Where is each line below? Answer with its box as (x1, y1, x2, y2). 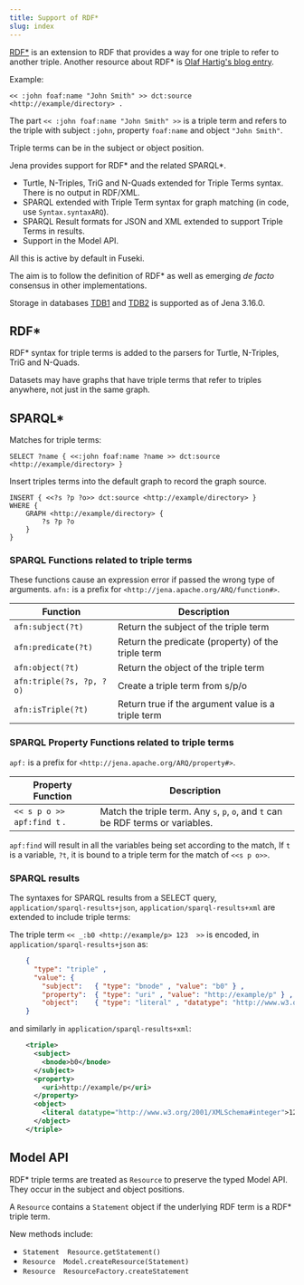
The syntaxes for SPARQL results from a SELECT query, (9, 893, 217, 904)
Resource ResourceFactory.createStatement (22, 1267, 190, 1276)
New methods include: (9, 1228, 93, 1239)
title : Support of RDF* (9, 13, 100, 23)
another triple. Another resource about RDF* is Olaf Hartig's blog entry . (9, 56, 274, 67)
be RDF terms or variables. (100, 816, 214, 829)
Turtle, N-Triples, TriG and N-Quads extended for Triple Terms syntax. (22, 177, 284, 188)
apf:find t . (14, 815, 66, 828)
